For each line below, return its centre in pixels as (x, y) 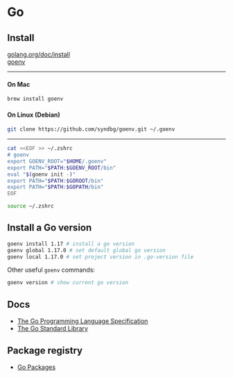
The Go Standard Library (53, 329)
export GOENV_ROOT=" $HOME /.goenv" (57, 161)
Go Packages (36, 367)
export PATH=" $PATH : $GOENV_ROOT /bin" (62, 167)
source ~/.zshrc (31, 206)
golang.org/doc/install (39, 54)
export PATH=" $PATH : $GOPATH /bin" (55, 187)
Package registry (45, 351)
